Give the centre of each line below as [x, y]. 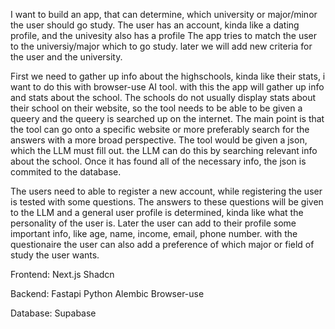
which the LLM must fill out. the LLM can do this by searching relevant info [164, 150]
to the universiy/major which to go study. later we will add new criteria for [161, 46]
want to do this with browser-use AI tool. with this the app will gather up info [167, 87]
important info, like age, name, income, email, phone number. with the [154, 233]
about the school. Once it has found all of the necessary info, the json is [158, 161]
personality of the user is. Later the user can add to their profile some [153, 223]
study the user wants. [55, 255]
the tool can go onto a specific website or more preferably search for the [160, 129]
